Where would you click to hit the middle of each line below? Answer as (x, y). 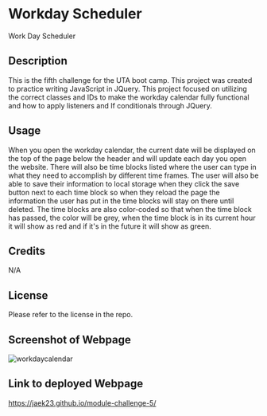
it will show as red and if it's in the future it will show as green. (110, 226)
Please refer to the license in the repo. (71, 315)
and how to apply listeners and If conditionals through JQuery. (110, 105)
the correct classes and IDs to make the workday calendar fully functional (129, 97)
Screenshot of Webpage (70, 339)
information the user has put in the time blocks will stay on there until (121, 201)
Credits (27, 251)
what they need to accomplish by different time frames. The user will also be (133, 175)
